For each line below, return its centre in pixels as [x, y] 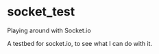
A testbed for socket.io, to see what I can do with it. [80, 43]
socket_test [41, 12]
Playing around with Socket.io [49, 30]
